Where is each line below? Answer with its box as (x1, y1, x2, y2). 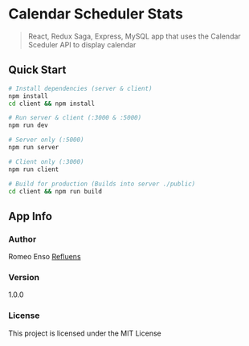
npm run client (8, 165, 59, 173)
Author (8, 234, 37, 245)
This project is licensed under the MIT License (8, 328, 162, 338)
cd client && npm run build (8, 187, 103, 195)
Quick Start (8, 63, 67, 77)
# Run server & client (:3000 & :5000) (8, 114, 142, 122)
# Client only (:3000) (8, 157, 84, 165)
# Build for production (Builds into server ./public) (8, 180, 196, 188)
